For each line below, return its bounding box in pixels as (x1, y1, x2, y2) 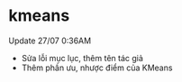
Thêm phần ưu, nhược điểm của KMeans (21, 62, 173, 73)
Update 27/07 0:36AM (8, 35, 92, 46)
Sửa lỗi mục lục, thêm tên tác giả (21, 52, 143, 63)
